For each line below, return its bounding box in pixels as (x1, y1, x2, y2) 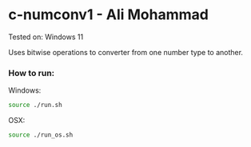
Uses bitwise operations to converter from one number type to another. (8, 47, 244, 57)
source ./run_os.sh (8, 131, 74, 139)
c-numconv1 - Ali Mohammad (8, 6, 209, 24)
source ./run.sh (8, 101, 62, 109)
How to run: (8, 67, 55, 78)
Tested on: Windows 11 (8, 32, 84, 42)
